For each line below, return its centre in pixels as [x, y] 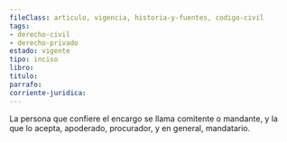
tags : [19, 26]
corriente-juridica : [48, 93]
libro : [22, 68]
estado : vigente [40, 51]
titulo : [24, 76]
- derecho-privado [44, 43]
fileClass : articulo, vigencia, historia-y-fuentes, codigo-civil [137, 18]
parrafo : [26, 84]
